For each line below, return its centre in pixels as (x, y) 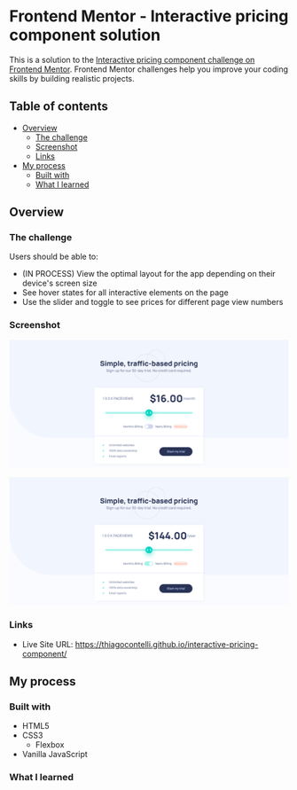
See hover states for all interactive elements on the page (125, 293)
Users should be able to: (54, 257)
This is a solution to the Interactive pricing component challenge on (132, 59)
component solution (85, 35)
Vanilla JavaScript (55, 755)
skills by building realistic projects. (72, 78)
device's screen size (59, 283)
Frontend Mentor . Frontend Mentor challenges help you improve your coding (149, 69)
